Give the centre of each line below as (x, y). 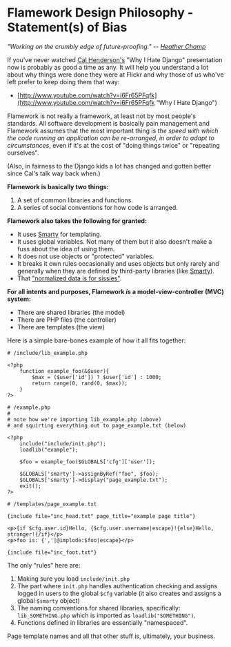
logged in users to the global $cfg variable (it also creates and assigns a (119, 593)
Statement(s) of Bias (67, 27)
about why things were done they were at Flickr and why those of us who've (115, 75)
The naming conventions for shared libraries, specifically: (99, 608)
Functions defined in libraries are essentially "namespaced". (102, 622)
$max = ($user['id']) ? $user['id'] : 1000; (97, 377)
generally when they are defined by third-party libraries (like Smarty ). (116, 271)
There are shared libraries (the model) (71, 312)
